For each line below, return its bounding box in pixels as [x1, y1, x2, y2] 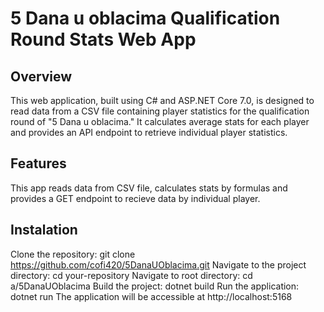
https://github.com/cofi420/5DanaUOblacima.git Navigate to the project [10, 258, 307, 271]
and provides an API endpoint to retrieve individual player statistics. [10, 127, 288, 138]
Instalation [10, 222, 78, 239]
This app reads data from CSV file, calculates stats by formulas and [10, 182, 288, 194]
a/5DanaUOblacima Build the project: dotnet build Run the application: [10, 280, 300, 292]
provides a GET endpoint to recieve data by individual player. [10, 192, 261, 204]
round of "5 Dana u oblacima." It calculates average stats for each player [10, 116, 310, 127]
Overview [10, 68, 73, 85]
